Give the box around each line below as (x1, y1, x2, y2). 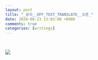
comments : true (5, 21, 37, 26)
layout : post (5, 7, 33, 12)
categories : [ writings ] (5, 26, 55, 31)
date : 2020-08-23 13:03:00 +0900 (5, 16, 75, 21)
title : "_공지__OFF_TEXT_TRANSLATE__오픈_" (5, 12, 94, 17)
